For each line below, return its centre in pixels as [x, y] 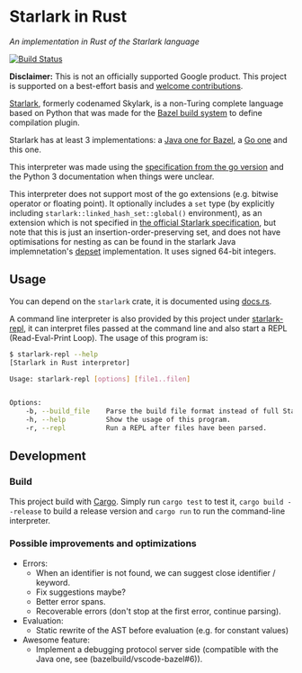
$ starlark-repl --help [54, 354]
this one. [26, 149]
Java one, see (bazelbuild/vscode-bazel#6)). [119, 659]
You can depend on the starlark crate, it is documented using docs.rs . [141, 301]
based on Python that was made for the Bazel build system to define [136, 112]
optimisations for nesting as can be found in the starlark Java [123, 241]
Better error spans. [71, 601]
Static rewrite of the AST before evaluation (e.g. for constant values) [162, 630]
